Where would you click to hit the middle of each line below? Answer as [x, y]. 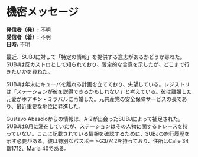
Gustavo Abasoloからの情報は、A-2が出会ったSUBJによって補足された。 [95, 119]
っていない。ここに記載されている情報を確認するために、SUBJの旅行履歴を [98, 133]
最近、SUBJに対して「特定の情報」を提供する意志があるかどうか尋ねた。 [96, 57]
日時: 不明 [18, 44]
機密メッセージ [42, 12]
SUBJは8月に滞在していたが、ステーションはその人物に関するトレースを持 [97, 126]
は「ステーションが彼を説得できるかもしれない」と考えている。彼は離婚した [99, 91]
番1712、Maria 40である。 [38, 148]
